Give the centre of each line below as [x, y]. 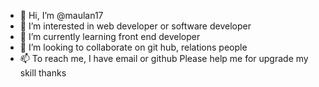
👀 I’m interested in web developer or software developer [135, 26]
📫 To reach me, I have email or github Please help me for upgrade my [164, 58]
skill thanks [43, 73]
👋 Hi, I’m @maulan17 [61, 15]
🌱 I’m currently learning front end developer [110, 36]
